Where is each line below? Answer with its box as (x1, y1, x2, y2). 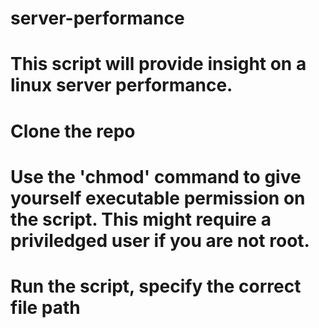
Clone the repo (10, 120, 136, 142)
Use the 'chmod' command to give (10, 165, 302, 188)
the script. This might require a (10, 208, 272, 231)
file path (10, 296, 81, 319)
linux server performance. (10, 74, 233, 97)
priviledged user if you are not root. (10, 229, 310, 252)
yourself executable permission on (10, 187, 306, 209)
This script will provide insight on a (10, 53, 307, 76)
